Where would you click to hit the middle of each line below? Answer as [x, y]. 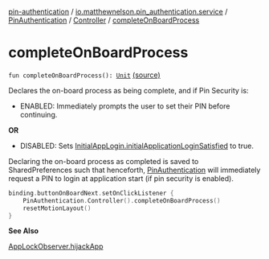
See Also [23, 231]
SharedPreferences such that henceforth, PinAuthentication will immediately [134, 170]
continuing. [39, 114]
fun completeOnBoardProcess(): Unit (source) [84, 75]
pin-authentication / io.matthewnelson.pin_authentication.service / [118, 12]
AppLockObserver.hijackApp [56, 247]
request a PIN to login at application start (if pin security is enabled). [121, 178]
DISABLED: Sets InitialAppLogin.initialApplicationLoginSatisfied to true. [137, 146]
